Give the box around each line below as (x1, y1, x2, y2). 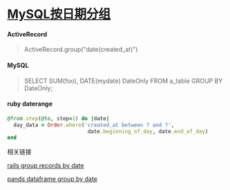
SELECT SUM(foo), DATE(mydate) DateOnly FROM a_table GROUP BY (23, 77, 223, 85)
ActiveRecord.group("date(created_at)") (23, 46, 138, 54)
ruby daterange (7, 99, 53, 108)
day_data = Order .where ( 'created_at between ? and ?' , (13, 122, 175, 129)
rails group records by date (7, 162, 84, 170)
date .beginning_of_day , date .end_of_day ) (87, 128, 209, 135)
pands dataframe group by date (7, 175, 98, 183)
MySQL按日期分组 (7, 6, 111, 22)
